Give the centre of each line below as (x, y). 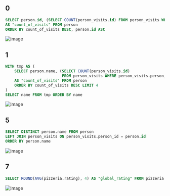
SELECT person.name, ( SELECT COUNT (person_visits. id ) (72, 71)
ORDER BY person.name (28, 141)
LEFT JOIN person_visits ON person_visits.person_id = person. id (75, 137)
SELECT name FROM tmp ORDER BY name (44, 95)
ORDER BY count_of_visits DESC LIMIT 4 (56, 85)
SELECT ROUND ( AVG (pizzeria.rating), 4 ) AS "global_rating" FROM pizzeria (85, 178)
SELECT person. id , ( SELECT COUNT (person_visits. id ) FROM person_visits (82, 20)
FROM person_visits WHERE (89, 76)
